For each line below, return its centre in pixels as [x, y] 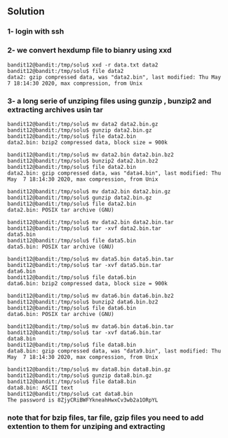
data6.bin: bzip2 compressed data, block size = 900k [88, 283]
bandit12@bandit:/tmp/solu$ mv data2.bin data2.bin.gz [89, 191]
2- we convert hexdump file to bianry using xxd [89, 50]
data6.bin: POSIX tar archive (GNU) [61, 314]
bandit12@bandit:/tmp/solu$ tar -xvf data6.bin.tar [84, 332]
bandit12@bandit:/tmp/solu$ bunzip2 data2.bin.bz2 [83, 160]
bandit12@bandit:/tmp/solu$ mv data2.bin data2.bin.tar [90, 222]
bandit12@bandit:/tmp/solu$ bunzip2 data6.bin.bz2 [83, 302]
